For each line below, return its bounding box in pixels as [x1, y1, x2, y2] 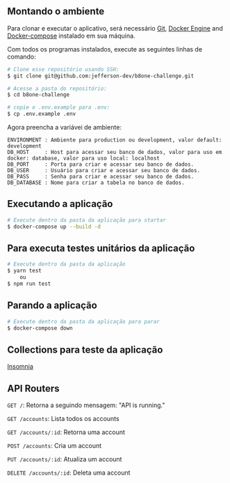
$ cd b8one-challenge [7, 91, 70, 98]
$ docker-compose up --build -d [7, 223, 101, 230]
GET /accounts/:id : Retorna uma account [7, 428, 125, 436]
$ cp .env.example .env [7, 111, 76, 118]
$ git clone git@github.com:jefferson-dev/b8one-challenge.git [7, 72, 195, 79]
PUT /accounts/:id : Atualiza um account [7, 455, 122, 463]
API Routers [7, 383, 60, 394]
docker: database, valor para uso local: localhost [7, 155, 160, 162]
